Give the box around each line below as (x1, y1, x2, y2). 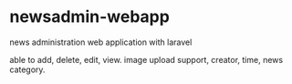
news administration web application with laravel (9, 37, 193, 47)
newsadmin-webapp (9, 6, 171, 27)
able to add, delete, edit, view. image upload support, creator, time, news (9, 54, 284, 65)
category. (9, 64, 46, 75)
